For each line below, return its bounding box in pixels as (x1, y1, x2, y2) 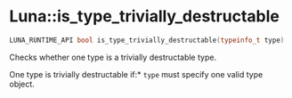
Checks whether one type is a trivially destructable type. (9, 52, 216, 62)
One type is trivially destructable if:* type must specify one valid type (9, 69, 264, 79)
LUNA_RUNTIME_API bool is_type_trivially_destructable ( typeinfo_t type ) (9, 36, 285, 45)
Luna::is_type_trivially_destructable (9, 6, 280, 27)
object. (9, 78, 36, 89)
